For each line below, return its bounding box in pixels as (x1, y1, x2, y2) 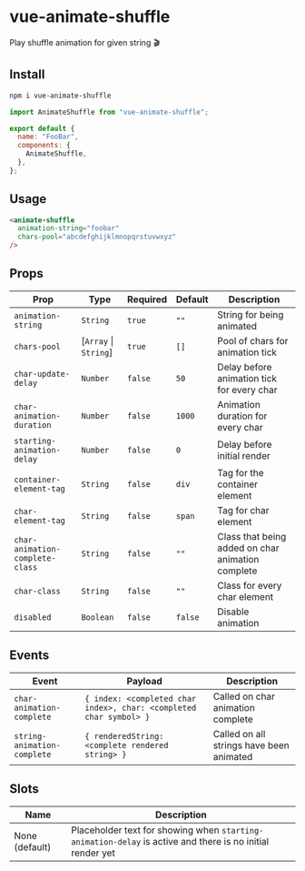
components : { (17, 141, 71, 150)
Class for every (217, 579, 282, 592)
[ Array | (81, 334, 114, 347)
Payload (126, 674, 163, 687)
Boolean (81, 612, 114, 623)
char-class (14, 585, 61, 596)
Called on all (212, 727, 266, 740)
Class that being (217, 530, 287, 542)
